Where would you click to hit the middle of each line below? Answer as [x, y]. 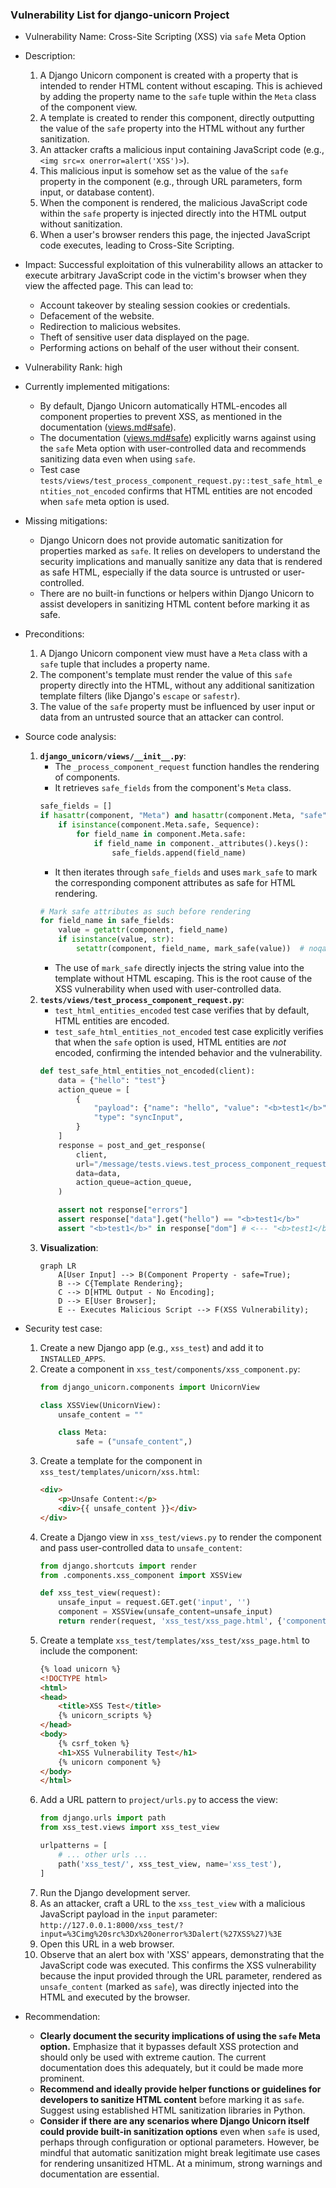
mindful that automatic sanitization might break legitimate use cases [180, 2152]
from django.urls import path [103, 1818]
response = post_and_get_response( [132, 1145]
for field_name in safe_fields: [107, 921]
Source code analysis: [70, 737]
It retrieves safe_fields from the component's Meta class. [173, 788]
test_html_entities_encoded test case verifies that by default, [182, 1010]
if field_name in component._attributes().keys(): [201, 843]
